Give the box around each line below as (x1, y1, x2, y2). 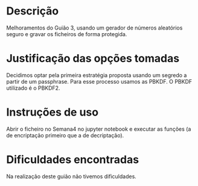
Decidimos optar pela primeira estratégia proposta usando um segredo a (6, 71, 187, 79)
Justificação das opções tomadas (6, 52, 180, 66)
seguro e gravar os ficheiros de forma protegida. (6, 30, 127, 37)
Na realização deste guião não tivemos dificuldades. (6, 173, 137, 180)
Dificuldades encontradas (6, 153, 139, 166)
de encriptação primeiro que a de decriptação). (6, 131, 124, 139)
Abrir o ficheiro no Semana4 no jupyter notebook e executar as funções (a (6, 125, 191, 132)
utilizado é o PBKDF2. (6, 84, 60, 91)
